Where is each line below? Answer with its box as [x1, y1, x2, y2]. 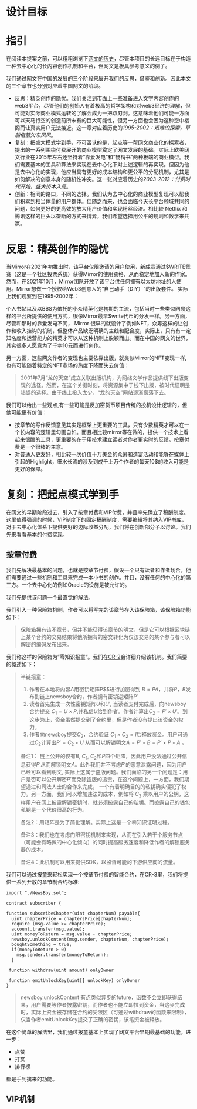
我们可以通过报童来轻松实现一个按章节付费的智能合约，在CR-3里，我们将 [6, 871, 184, 878]
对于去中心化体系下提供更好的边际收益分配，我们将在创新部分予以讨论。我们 [6, 524, 191, 530]
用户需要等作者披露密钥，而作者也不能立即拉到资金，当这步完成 [30, 1001, 185, 1008]
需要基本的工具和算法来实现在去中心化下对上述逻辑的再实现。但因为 [19, 161, 185, 168]
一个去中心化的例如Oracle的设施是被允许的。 [21, 581, 130, 588]
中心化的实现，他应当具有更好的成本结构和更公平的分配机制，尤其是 [25, 168, 189, 175]
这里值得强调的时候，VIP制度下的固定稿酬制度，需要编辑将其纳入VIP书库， [6, 516, 187, 523]
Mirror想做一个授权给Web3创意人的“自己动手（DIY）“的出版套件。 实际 [16, 285, 189, 292]
